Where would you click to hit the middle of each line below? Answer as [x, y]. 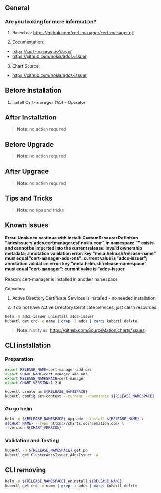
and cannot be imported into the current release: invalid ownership [74, 248]
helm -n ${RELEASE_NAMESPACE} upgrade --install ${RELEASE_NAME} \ [74, 419]
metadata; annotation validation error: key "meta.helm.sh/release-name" [80, 253]
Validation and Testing [32, 440]
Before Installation [33, 91]
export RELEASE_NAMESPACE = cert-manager [45, 378]
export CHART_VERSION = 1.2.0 [33, 383]
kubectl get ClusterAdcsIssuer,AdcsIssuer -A [51, 455]
